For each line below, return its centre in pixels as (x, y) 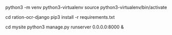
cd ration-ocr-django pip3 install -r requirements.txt (60, 17)
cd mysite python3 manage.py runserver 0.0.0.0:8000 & (65, 27)
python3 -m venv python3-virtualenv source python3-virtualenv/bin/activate (86, 7)
